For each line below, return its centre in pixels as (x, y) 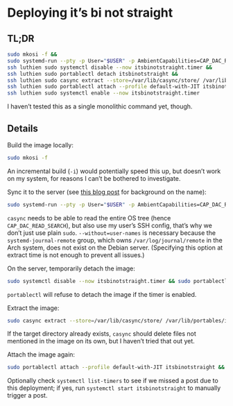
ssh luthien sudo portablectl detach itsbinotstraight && (93, 74)
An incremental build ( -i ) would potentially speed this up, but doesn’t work (114, 171)
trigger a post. (27, 396)
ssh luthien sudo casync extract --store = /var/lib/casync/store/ (103, 80)
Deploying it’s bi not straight (90, 13)
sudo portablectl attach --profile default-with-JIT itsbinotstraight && (116, 367)
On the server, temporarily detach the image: (71, 268)
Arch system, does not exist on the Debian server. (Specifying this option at (115, 247)
